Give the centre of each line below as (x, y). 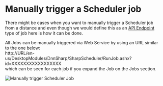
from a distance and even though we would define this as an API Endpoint (80, 28)
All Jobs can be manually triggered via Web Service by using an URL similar (82, 42)
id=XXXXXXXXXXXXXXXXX (33, 63)
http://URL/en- (20, 53)
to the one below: (23, 48)
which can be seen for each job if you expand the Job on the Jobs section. (81, 69)
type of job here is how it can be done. (44, 33)
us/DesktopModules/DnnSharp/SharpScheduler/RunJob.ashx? (68, 58)
